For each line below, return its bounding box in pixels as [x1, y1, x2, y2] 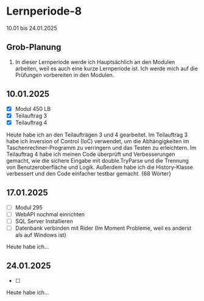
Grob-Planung [6, 42, 62, 52]
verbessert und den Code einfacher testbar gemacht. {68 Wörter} [6, 169, 172, 177]
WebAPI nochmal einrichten [15, 210, 85, 218]
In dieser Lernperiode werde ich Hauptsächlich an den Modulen [15, 58, 175, 65]
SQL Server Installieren [15, 218, 73, 225]
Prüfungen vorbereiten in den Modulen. [15, 71, 114, 79]
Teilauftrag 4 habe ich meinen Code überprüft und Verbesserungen [6, 150, 175, 158]
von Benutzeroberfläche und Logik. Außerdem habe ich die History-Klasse [6, 163, 193, 171]
